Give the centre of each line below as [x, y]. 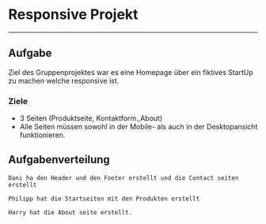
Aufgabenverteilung [59, 160]
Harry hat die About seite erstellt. [70, 212]
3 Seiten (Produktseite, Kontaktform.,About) [91, 118]
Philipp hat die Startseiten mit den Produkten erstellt [104, 199]
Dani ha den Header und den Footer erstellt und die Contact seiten [123, 178]
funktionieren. [42, 135]
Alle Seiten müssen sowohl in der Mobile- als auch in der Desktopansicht [139, 127]
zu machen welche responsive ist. [64, 80]
